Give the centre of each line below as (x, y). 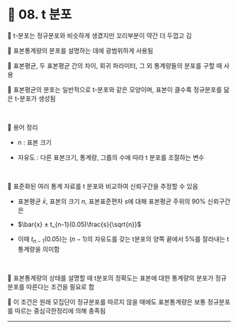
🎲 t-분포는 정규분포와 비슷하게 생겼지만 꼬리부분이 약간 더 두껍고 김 (100, 35)
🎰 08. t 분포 (40, 15)
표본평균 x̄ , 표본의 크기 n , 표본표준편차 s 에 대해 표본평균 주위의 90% (112, 201)
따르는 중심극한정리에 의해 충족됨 (60, 311)
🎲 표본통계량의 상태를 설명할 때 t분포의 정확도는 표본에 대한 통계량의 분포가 (110, 278)
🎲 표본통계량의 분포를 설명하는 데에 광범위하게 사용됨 (80, 50)
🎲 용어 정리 (23, 127)
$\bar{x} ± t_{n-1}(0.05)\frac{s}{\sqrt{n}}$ (79, 224)
